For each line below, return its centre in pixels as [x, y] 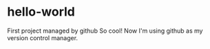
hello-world [41, 12]
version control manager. [42, 37]
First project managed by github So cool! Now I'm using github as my [105, 31]
